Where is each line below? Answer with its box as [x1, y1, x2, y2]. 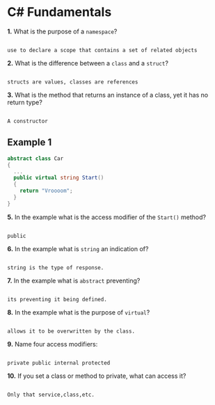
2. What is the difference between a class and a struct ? [7, 58, 169, 67]
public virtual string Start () [13, 175, 104, 182]
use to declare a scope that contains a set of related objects [7, 47, 198, 54]
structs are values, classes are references [7, 78, 138, 86]
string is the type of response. [7, 264, 104, 271]
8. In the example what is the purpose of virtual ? [7, 308, 150, 317]
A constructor [7, 118, 49, 125]
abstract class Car [7, 154, 64, 162]
